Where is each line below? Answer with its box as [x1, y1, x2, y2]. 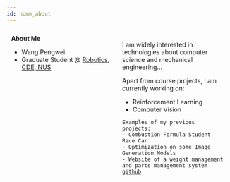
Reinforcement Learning [132, 97, 203, 106]
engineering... [122, 63, 163, 71]
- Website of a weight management [122, 156, 224, 163]
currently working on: [122, 84, 185, 92]
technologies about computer [122, 47, 208, 56]
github [122, 168, 142, 175]
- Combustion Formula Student [122, 131, 211, 138]
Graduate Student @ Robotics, [21, 55, 110, 63]
